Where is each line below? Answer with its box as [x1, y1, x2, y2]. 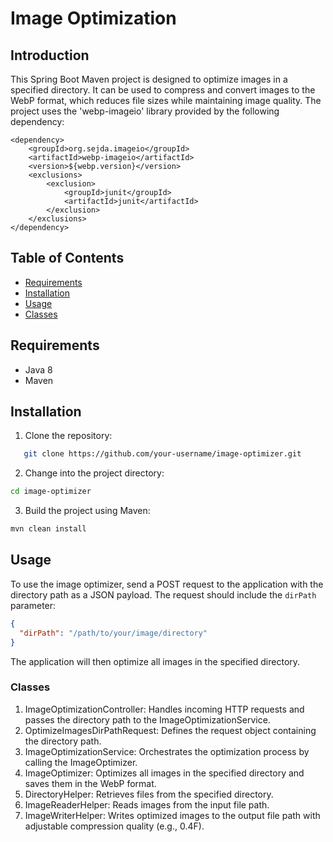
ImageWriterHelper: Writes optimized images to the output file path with [24, 809, 321, 821]
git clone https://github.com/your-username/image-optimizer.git [23, 449, 302, 459]
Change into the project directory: [24, 467, 165, 479]
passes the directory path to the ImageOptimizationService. [24, 713, 271, 726]
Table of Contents [10, 250, 125, 267]
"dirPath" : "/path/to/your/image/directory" [19, 628, 208, 638]
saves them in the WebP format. [24, 777, 157, 789]
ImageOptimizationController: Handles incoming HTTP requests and [24, 703, 305, 715]
